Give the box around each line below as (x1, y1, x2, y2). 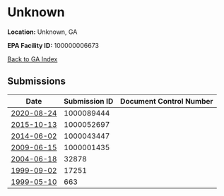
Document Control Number (119, 96, 213, 106)
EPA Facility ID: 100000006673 (7, 41, 99, 49)
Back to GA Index (7, 54, 58, 63)
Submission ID (63, 96, 114, 106)
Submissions (7, 75, 66, 87)
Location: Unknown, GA (7, 27, 78, 36)
